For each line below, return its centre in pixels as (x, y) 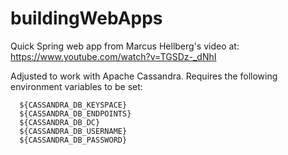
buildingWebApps (86, 18)
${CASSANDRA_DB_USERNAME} (73, 131)
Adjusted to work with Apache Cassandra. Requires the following (144, 76)
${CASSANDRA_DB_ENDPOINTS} (75, 113)
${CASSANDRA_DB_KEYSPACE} (73, 105)
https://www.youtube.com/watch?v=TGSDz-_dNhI (113, 56)
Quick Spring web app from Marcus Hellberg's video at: (125, 46)
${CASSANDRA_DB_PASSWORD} (73, 140)
